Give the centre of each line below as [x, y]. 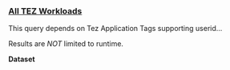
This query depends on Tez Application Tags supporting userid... [115, 29]
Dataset [22, 59]
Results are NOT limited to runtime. [66, 44]
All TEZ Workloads [45, 11]
